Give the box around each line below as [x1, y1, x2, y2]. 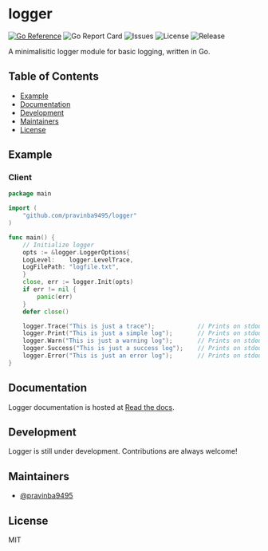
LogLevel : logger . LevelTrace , [22, 256, 134, 264]
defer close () [22, 308, 69, 316]
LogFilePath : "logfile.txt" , [22, 263, 120, 271]
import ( [8, 204, 37, 212]
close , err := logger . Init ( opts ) [22, 278, 134, 286]
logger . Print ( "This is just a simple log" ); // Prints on [22, 329, 241, 337]
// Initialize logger [22, 241, 94, 249]
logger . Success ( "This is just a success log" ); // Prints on [22, 344, 241, 352]
